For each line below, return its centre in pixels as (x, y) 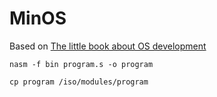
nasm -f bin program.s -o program (81, 64)
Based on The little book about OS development (108, 46)
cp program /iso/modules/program (79, 82)
